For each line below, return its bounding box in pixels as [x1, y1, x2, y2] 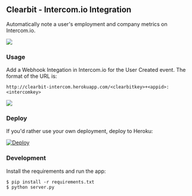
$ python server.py [6, 184, 55, 190]
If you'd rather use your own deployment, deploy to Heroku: [6, 128, 153, 135]
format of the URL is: [6, 72, 57, 80]
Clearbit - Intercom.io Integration [6, 5, 132, 15]
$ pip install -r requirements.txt [6, 179, 95, 185]
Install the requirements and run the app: [6, 167, 106, 175]
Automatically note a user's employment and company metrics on [6, 20, 168, 27]
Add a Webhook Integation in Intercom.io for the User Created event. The [6, 67, 186, 74]
